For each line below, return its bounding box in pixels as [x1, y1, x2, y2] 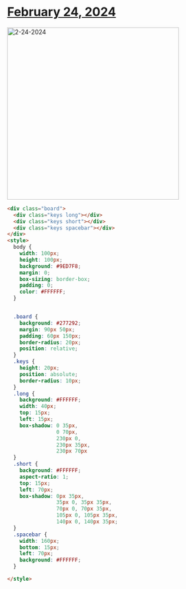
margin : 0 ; [19, 269, 51, 276]
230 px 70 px [56, 448, 88, 455]
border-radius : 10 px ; [19, 377, 81, 384]
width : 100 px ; [19, 250, 60, 257]
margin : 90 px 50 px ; [19, 326, 75, 333]
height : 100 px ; [19, 256, 63, 263]
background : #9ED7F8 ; [19, 262, 81, 269]
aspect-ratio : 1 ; [19, 473, 69, 480]
